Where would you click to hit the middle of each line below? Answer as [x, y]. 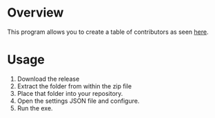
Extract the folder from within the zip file [74, 86]
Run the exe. [35, 108]
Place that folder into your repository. [70, 93]
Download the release [48, 79]
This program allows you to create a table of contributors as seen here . [108, 32]
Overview [35, 13]
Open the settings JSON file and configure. [78, 101]
